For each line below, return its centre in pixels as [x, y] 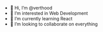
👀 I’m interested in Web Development [49, 13]
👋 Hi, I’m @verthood [31, 8]
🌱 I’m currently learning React [41, 19]
